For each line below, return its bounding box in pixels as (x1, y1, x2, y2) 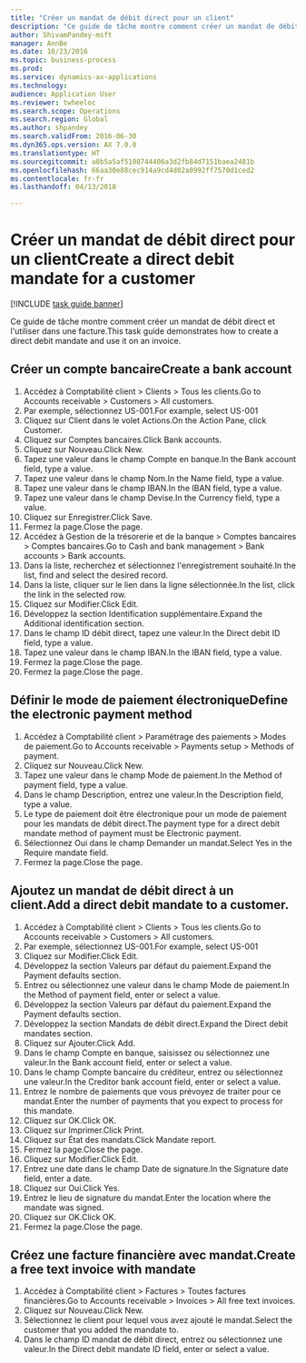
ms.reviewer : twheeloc (10, 97, 96, 107)
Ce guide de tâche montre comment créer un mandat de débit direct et (10, 316, 276, 328)
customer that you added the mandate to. (23, 1325, 180, 1336)
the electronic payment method (10, 707, 193, 722)
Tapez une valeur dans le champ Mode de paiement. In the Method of (23, 770, 282, 781)
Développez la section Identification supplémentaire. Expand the (23, 608, 262, 619)
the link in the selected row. (23, 589, 126, 600)
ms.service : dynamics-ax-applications (10, 73, 157, 82)
